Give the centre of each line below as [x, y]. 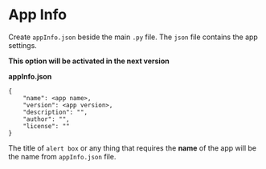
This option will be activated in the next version [89, 61]
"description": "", [55, 112]
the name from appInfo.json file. [62, 156]
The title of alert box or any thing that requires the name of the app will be [133, 148]
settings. [23, 45]
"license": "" [46, 126]
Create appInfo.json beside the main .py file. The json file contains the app [133, 37]
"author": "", [46, 119]
